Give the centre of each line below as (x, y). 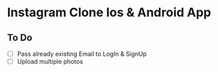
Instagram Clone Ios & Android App (109, 13)
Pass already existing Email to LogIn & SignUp (82, 54)
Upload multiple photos (50, 62)
